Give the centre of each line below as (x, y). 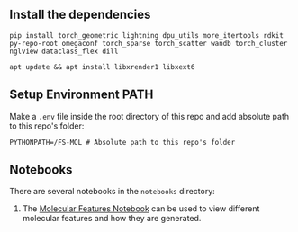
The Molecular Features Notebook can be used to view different (141, 209)
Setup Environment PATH (81, 95)
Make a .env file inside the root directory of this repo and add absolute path (149, 116)
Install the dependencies (80, 15)
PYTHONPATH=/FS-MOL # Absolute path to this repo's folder (122, 142)
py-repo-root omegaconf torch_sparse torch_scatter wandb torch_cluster (149, 43)
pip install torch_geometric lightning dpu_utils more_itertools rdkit (146, 35)
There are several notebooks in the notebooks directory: (113, 192)
